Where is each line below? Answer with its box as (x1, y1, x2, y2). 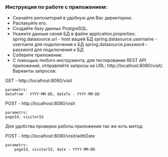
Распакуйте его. (12, 20, 48, 26)
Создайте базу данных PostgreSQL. (12, 25, 89, 31)
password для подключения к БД (12, 46, 84, 53)
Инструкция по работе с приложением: (5, 3, 108, 10)
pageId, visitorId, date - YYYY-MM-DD (14, 147, 95, 152)
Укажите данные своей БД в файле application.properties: (12, 31, 136, 37)
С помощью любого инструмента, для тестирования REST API (12, 57, 146, 63)
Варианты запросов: (12, 68, 57, 74)
